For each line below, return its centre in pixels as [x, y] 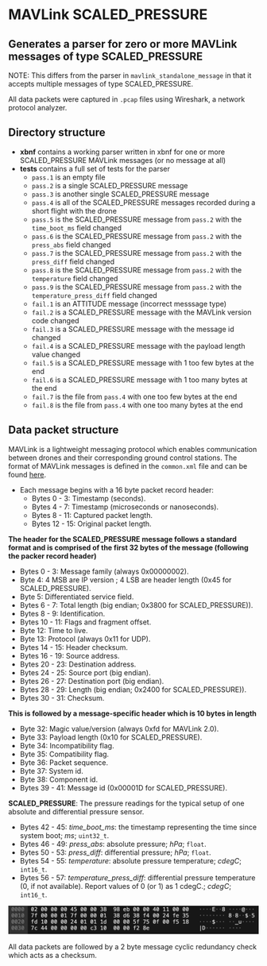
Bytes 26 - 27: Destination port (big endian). [92, 681]
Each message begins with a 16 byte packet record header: [117, 489]
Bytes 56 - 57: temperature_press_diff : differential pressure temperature [137, 877]
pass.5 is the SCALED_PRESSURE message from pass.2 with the [137, 219]
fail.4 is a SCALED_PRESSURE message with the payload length [138, 346]
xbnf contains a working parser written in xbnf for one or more [122, 152]
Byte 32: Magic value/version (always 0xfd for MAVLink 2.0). [119, 728]
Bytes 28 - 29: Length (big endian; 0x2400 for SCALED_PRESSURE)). [133, 690]
